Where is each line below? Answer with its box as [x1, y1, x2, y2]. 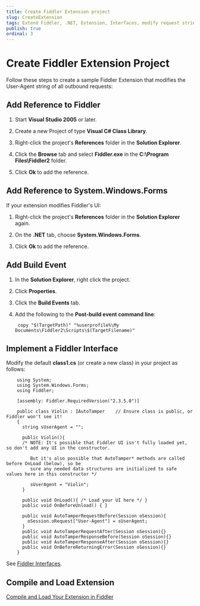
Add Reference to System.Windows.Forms [6, 186, 168, 196]
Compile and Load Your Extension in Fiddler [6, 593, 114, 601]
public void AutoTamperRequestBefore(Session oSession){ [21, 513, 167, 519]
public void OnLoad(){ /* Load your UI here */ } [21, 497, 148, 503]
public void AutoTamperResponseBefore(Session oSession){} [21, 534, 171, 540]
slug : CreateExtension [6, 14, 62, 20]
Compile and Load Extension [6, 577, 115, 587]
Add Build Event [6, 260, 67, 270]
